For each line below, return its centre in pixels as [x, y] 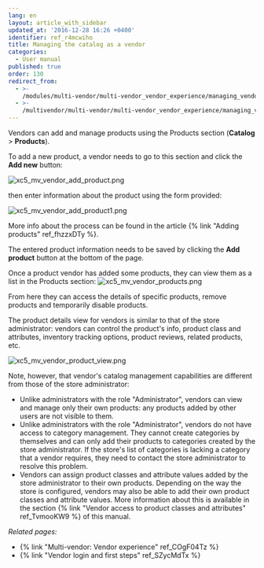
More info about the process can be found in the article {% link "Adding [124, 226]
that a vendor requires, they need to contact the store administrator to [132, 458]
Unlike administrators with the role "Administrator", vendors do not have [136, 424]
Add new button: [35, 165]
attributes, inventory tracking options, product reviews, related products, [126, 337]
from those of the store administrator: [69, 384]
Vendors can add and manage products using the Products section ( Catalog [132, 133]
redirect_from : [33, 81]
